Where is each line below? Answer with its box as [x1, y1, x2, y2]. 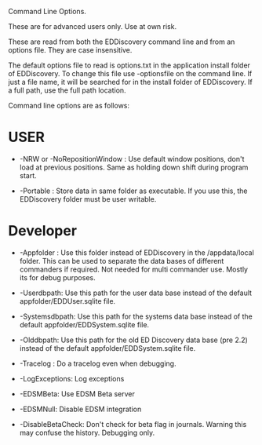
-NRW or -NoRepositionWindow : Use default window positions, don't [19, 154, 245, 163]
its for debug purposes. [19, 272, 96, 282]
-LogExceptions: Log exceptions [19, 374, 125, 383]
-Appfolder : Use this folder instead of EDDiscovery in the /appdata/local [19, 247, 255, 257]
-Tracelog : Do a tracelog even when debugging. [19, 359, 176, 368]
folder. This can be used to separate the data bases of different [19, 256, 224, 265]
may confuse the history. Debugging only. [19, 428, 155, 437]
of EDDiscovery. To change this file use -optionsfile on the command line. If [8, 69, 253, 78]
